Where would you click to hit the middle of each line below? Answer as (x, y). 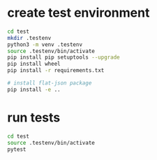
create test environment (78, 13)
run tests (34, 117)
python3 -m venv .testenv (45, 44)
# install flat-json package (50, 83)
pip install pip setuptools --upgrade (63, 57)
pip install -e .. (34, 89)
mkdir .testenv (29, 38)
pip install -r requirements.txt (56, 71)
